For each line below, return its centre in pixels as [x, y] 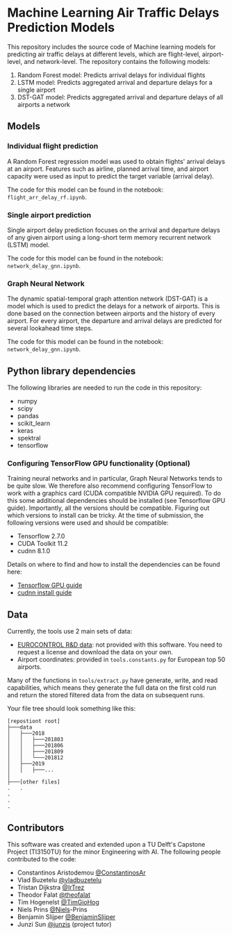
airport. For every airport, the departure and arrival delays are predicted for [115, 321]
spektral [29, 438]
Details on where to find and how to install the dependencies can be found [114, 565]
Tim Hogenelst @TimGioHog [58, 902]
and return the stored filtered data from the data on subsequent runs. [106, 695]
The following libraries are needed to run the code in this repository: [105, 388]
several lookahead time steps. [50, 329]
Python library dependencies [72, 371]
